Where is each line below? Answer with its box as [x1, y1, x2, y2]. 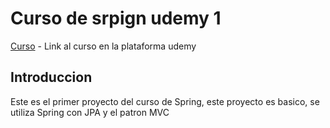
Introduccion [10, 69, 93, 86]
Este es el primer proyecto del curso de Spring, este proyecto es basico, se [10, 95, 320, 107]
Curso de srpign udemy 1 [10, 7, 222, 30]
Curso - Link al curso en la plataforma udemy [10, 40, 197, 52]
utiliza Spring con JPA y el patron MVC [10, 106, 170, 118]
